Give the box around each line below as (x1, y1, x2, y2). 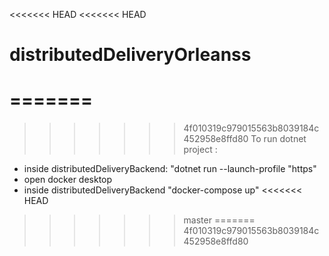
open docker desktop (23, 174, 113, 186)
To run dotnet (250, 133, 307, 145)
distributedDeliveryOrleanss (9, 44, 252, 66)
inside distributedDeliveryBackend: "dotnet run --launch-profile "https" (23, 163, 317, 175)
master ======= (183, 214, 256, 226)
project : (183, 144, 218, 156)
